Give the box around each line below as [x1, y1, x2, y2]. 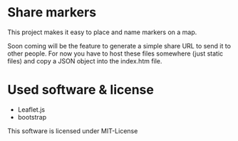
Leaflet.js [17, 105, 46, 114]
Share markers [7, 4, 97, 21]
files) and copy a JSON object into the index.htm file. [7, 56, 162, 65]
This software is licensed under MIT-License [7, 126, 138, 135]
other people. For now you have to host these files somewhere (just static [7, 49, 224, 58]
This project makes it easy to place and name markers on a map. [7, 28, 197, 36]
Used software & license [7, 82, 155, 98]
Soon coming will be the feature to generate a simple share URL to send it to [7, 41, 232, 50]
